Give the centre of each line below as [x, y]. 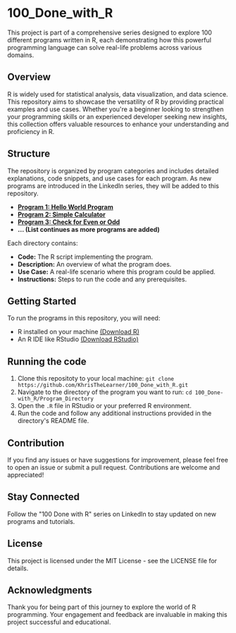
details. [18, 568]
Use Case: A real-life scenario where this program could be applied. [117, 271]
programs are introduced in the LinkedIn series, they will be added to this [113, 185]
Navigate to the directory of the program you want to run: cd [105, 392]
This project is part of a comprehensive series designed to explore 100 [110, 32]
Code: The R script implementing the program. [85, 257]
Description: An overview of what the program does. [94, 264]
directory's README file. [53, 421]
